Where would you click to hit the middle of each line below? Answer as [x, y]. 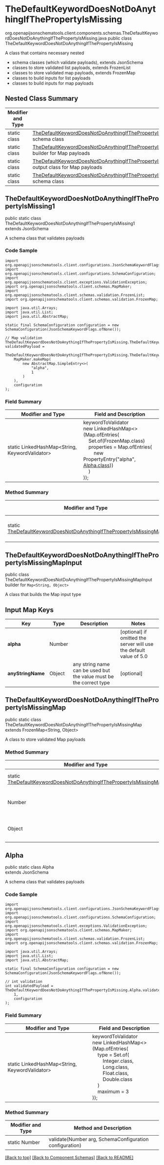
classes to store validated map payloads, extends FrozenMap [74, 72]
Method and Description [103, 1128]
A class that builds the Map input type [43, 594]
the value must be [93, 677]
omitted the [133, 638]
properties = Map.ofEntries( [120, 447]
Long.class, [116, 1067]
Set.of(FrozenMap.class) [117, 441]
